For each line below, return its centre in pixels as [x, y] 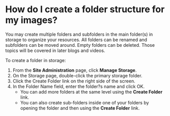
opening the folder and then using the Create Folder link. [80, 108]
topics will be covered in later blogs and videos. [55, 50]
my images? [31, 20]
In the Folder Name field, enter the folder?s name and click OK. [79, 86]
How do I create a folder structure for [85, 9]
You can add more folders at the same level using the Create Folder [91, 92]
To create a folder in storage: [36, 60]
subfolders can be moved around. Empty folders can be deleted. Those [80, 45]
